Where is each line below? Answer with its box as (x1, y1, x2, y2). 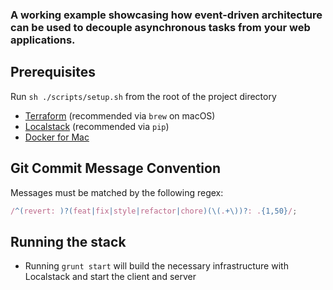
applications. (10, 33, 76, 47)
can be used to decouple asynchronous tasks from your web (10, 20, 311, 34)
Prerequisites (10, 64, 96, 81)
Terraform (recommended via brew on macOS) (24, 109, 216, 122)
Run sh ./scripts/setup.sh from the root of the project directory (10, 90, 277, 102)
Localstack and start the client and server (24, 271, 197, 283)
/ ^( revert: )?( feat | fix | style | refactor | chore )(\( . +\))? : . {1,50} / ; (10, 206, 298, 216)
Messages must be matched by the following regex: (10, 186, 224, 198)
